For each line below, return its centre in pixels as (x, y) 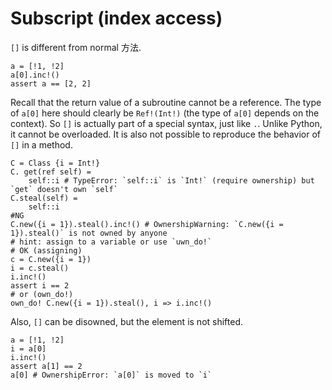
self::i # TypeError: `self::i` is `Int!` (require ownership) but (171, 180)
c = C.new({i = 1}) (51, 259)
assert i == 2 (40, 285)
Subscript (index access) (116, 18)
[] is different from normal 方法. (76, 47)
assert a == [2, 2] (51, 83)
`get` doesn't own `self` (64, 189)
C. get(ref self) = (51, 172)
